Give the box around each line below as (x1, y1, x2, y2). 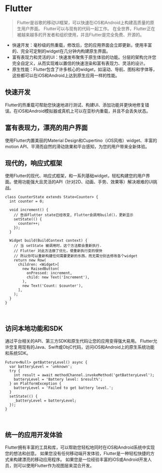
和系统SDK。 (5, 350, 31, 356)
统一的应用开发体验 (5, 431, 62, 439)
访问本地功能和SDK (5, 324, 63, 333)
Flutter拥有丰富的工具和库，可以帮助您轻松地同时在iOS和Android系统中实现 (5, 444, 155, 450)
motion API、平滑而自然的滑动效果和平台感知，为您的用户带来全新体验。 (5, 143, 150, 149)
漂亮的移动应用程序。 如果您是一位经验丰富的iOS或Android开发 (21, 456, 147, 462)
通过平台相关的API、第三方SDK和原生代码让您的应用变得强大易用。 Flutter (5, 338, 153, 344)
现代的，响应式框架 (5, 159, 62, 167)
